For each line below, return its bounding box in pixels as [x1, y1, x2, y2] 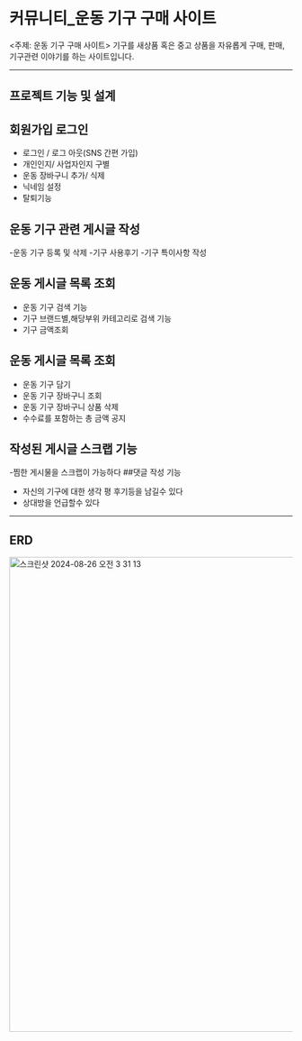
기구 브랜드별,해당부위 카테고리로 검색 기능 [22, 313, 173, 324]
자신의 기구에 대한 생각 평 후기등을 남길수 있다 [22, 486, 183, 497]
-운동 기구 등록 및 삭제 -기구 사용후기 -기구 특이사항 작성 [9, 247, 207, 258]
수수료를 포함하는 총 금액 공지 [22, 412, 126, 424]
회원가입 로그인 [9, 122, 89, 137]
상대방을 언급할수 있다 [22, 498, 101, 508]
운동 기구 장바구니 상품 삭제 [22, 401, 120, 412]
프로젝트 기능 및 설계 [9, 88, 116, 104]
